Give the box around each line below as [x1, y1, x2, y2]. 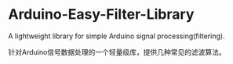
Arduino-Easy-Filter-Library [8, 5, 195, 23]
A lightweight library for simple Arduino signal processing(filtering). [8, 31, 225, 41]
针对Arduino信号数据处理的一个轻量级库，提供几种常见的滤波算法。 [8, 47, 226, 56]
